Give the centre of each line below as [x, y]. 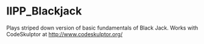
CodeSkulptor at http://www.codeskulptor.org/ [65, 34]
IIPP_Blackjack [44, 11]
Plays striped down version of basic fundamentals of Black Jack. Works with [102, 28]
